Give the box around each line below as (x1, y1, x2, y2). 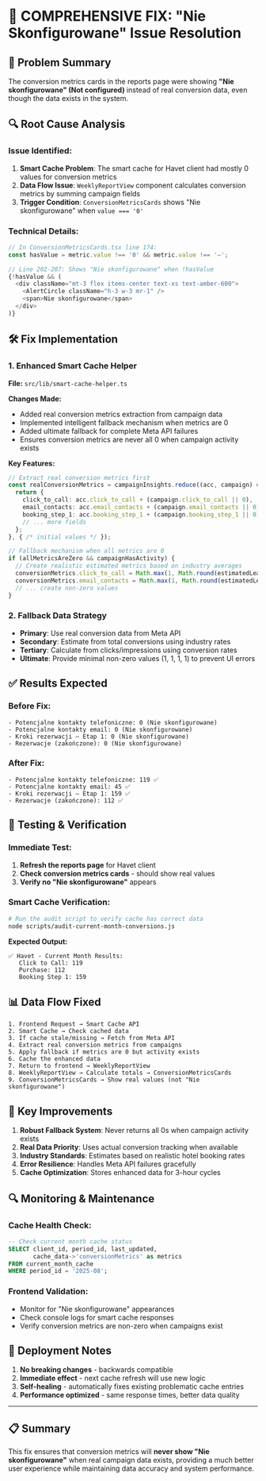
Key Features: (8, 458, 55, 468)
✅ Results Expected (8, 677, 108, 690)
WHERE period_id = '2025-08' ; (8, 1267, 108, 1275)
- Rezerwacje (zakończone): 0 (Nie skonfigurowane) (8, 739, 182, 748)
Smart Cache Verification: (8, 897, 111, 908)
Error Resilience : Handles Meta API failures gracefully (19, 1159, 196, 1169)
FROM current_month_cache (8, 1259, 93, 1268)
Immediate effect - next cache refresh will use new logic (19, 1374, 206, 1383)
